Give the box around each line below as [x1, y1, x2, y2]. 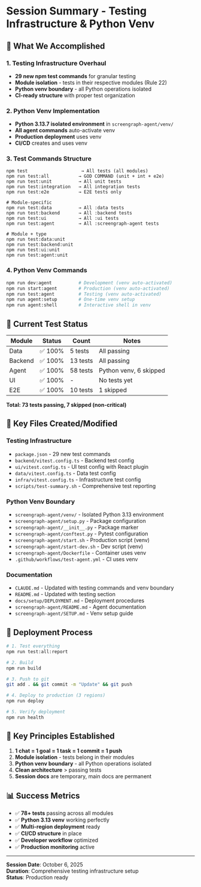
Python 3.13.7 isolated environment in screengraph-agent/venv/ [14, 120, 174, 127]
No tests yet [98, 376, 133, 384]
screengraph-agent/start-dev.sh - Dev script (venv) [14, 543, 144, 550]
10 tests [69, 386, 93, 394]
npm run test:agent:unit [6, 252, 68, 258]
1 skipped [98, 386, 127, 394]
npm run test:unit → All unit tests [6, 178, 121, 184]
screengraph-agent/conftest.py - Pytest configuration [14, 530, 148, 537]
